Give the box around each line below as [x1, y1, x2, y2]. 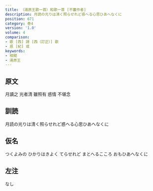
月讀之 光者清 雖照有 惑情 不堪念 [5, 91, 71, 97]
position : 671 [5, 16, 35, 21]
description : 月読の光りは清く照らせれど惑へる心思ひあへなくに [5, 12, 122, 17]
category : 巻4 [5, 21, 34, 26]
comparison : [5, 35, 30, 40]
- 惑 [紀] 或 [5, 44, 30, 49]
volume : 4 [5, 30, 26, 35]
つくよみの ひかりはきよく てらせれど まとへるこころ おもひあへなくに [5, 151, 148, 157]
